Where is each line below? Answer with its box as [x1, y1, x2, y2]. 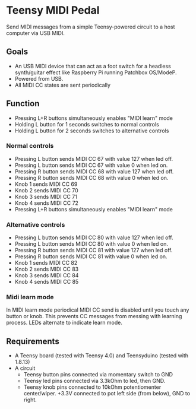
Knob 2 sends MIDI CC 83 [14, 265, 79, 273]
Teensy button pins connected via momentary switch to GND [23, 371, 173, 378]
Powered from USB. [14, 75, 64, 82]
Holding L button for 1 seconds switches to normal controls [14, 121, 159, 128]
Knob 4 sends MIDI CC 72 [14, 199, 79, 207]
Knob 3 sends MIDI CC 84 [14, 272, 79, 279]
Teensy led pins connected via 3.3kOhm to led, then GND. [23, 378, 166, 385]
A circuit [14, 364, 36, 372]
